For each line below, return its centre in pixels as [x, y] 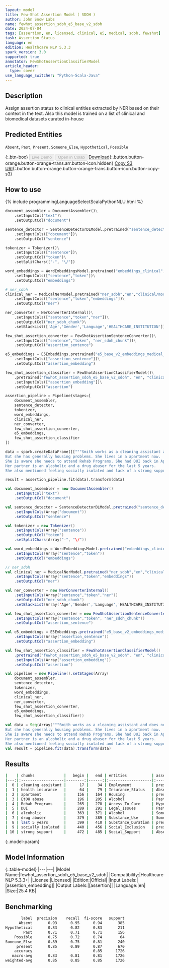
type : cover [22, 71]
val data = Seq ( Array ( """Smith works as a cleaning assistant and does [82, 725]
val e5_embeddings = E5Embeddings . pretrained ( [55, 632]
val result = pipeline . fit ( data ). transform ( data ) [58, 748]
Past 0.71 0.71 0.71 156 [74, 932]
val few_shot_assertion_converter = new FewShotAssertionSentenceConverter [86, 614]
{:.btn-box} [17, 157]
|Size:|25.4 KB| [21, 891]
